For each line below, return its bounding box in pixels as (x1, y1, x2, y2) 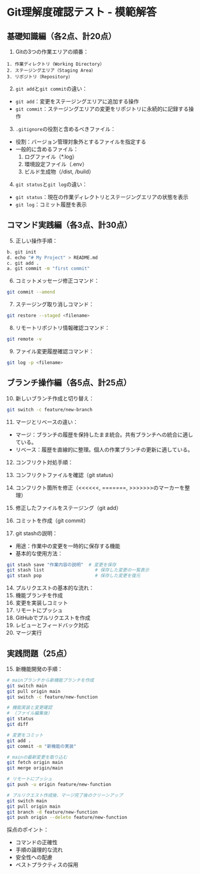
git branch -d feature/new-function (7, 809, 98, 815)
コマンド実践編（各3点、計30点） (7, 220, 133, 230)
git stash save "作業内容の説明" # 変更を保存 (7, 561, 117, 568)
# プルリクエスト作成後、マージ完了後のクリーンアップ (7, 792, 123, 798)
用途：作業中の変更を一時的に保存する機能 (15, 542, 121, 549)
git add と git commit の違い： (15, 85, 88, 92)
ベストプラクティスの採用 (15, 861, 79, 869)
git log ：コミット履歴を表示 (15, 201, 87, 208)
